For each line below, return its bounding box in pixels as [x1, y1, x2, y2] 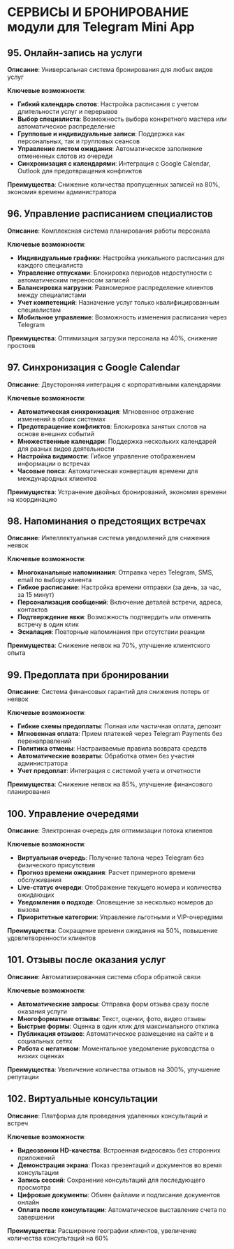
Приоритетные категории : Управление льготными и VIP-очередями [17, 913, 224, 921]
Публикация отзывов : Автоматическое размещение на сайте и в [17, 1029, 214, 1038]
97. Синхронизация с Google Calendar [7, 361, 180, 374]
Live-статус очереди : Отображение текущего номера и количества [17, 883, 222, 892]
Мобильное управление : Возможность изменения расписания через [17, 312, 227, 322]
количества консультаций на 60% [7, 1234, 109, 1242]
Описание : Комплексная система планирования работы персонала [7, 226, 211, 235]
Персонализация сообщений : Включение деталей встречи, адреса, [17, 598, 223, 607]
